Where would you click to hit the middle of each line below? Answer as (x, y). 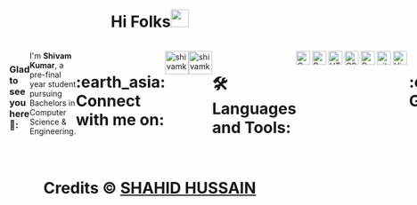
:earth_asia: (121, 82)
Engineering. (53, 131)
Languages (254, 109)
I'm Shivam (51, 55)
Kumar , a (47, 65)
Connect (108, 101)
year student (53, 83)
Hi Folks (141, 22)
